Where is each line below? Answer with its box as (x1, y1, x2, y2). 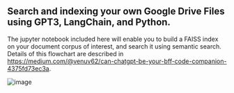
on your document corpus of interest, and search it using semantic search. (7, 42, 221, 51)
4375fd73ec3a (7, 64, 50, 72)
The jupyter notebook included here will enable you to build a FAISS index (7, 35, 219, 43)
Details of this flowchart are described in (7, 49, 124, 58)
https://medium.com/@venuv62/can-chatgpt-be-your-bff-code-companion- (7, 57, 227, 65)
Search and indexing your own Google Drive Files (7, 6, 225, 17)
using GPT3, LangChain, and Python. (7, 17, 171, 28)
